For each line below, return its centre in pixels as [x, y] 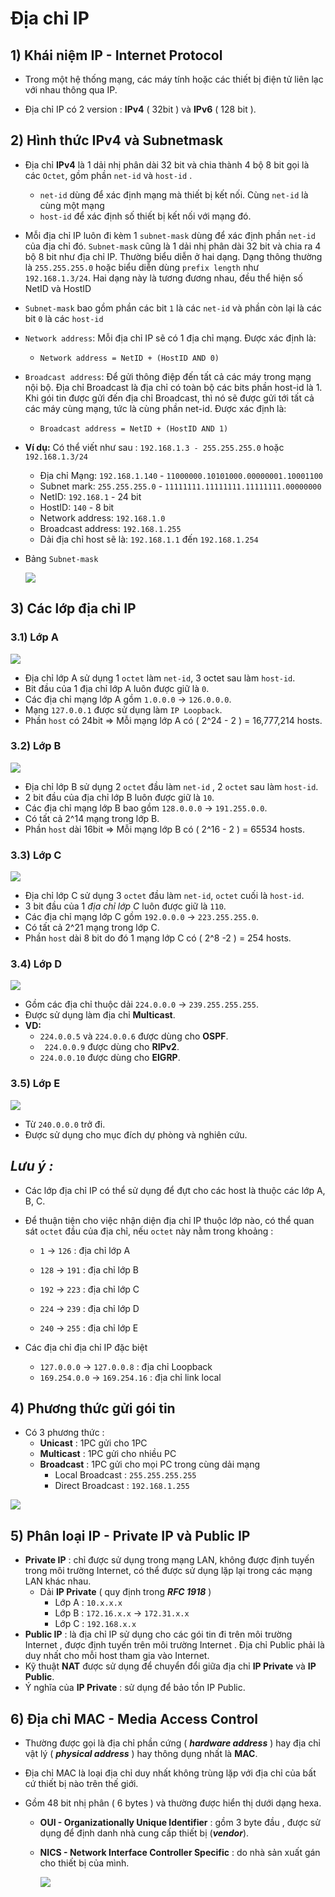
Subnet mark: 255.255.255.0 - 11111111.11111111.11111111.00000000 [180, 486]
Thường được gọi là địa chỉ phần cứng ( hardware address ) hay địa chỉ [172, 1743]
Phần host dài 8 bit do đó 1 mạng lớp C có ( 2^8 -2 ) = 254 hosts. [158, 938]
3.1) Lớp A [34, 637]
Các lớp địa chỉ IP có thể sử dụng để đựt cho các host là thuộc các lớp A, [175, 1190]
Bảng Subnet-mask [61, 558]
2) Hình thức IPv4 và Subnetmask [117, 140]
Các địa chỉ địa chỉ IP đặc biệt [86, 1347]
